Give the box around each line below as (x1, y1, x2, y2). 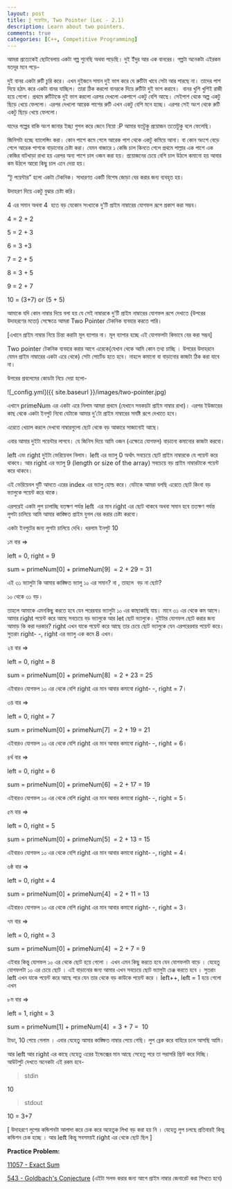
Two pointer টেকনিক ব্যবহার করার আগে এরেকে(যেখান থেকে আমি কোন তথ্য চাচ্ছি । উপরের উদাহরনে (7, 344, 215, 353)
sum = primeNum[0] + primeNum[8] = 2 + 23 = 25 (7, 671, 153, 679)
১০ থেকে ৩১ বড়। (7, 592, 44, 601)
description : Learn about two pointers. (7, 23, 126, 30)
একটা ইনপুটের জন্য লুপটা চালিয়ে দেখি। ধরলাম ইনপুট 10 (7, 524, 119, 532)
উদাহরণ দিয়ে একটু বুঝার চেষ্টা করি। (7, 187, 77, 195)
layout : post (7, 10, 45, 17)
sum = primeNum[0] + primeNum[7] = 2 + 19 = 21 (7, 726, 150, 734)
